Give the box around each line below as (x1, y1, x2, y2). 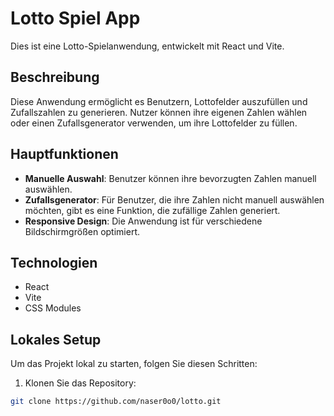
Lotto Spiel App (10, 7, 141, 30)
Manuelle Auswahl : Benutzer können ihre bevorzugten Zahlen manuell (24, 172, 317, 184)
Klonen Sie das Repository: (24, 377, 137, 389)
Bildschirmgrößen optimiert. (24, 225, 140, 237)
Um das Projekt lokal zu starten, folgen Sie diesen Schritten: (10, 358, 258, 370)
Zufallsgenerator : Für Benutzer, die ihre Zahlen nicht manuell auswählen (24, 193, 325, 206)
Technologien (10, 254, 98, 271)
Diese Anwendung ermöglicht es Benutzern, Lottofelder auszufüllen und (10, 95, 308, 107)
